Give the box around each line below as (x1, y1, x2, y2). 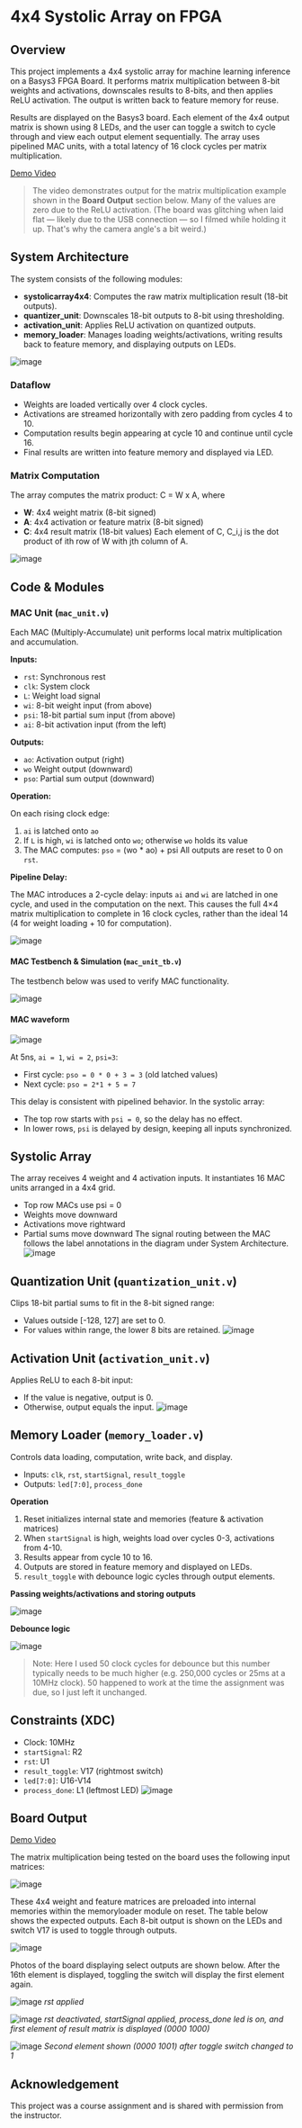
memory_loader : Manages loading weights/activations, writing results (22, 329, 283, 339)
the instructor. (10, 2110, 62, 2121)
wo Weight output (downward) (22, 763, 134, 775)
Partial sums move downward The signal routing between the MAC (22, 1229, 271, 1240)
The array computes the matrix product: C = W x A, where (10, 490, 226, 500)
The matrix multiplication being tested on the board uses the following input (10, 1852, 290, 1862)
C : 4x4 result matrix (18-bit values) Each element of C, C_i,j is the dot (22, 527, 280, 537)
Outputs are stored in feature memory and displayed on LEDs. (22, 1561, 253, 1572)
